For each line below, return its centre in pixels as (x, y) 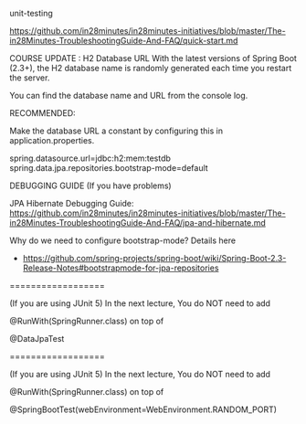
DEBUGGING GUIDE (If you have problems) (90, 185)
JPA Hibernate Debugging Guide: (72, 203)
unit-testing (31, 13)
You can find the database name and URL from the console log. (129, 95)
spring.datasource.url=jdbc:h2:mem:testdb (90, 158)
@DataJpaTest (37, 339)
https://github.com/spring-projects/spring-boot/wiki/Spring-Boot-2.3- (154, 258)
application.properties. (52, 140)
